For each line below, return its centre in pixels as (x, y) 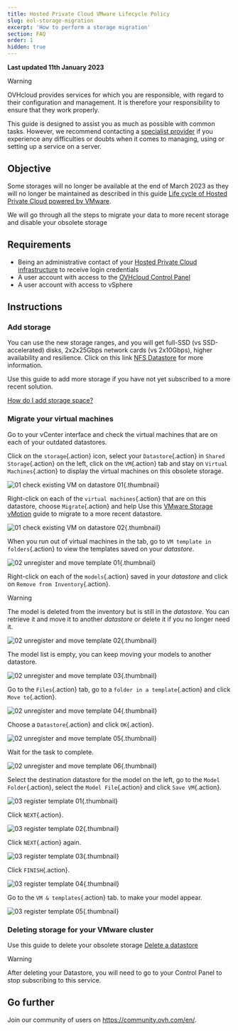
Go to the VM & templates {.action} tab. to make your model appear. (105, 897)
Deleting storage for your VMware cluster (81, 929)
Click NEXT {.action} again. (44, 842)
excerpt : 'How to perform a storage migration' (79, 27)
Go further (31, 1003)
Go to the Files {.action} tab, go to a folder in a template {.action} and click (119, 689)
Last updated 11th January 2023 (56, 67)
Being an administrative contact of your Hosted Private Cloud (107, 262)
